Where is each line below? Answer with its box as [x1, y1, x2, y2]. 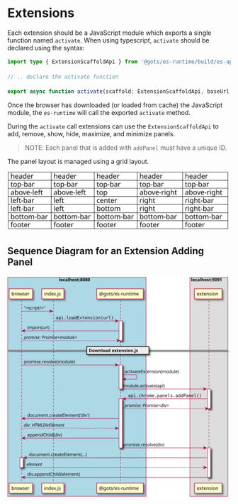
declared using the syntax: [7, 43, 85, 52]
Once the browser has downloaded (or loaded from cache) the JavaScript [7, 101, 223, 109]
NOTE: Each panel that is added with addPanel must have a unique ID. [24, 143, 227, 152]
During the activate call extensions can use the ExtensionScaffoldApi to [7, 122, 220, 131]
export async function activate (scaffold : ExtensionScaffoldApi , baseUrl [7, 88, 230, 95]
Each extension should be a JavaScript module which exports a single [7, 28, 212, 37]
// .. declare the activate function [7, 73, 119, 80]
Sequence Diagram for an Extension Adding [7, 245, 204, 257]
